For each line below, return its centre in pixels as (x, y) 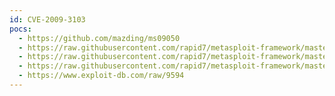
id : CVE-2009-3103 (47, 19)
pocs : (20, 29)
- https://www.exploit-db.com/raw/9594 (101, 76)
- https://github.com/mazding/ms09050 (99, 38)
